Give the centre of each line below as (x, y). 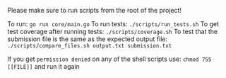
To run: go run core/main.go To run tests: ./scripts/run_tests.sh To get (113, 24)
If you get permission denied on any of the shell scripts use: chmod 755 (109, 59)
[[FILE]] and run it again (43, 66)
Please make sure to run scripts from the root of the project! (95, 10)
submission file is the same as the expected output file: (88, 39)
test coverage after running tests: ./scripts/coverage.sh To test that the (112, 32)
